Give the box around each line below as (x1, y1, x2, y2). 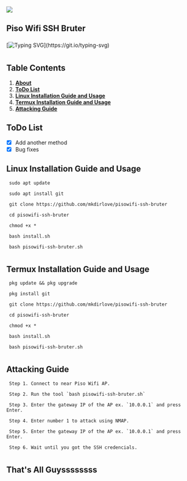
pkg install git (9, 291, 51, 297)
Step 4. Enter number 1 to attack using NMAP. (9, 418, 130, 424)
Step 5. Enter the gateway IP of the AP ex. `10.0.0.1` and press (9, 428, 182, 435)
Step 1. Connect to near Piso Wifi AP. (9, 381, 111, 387)
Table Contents (6, 63, 66, 73)
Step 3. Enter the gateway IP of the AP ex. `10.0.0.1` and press (9, 402, 182, 408)
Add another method (15, 139, 68, 146)
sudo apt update (9, 180, 51, 186)
